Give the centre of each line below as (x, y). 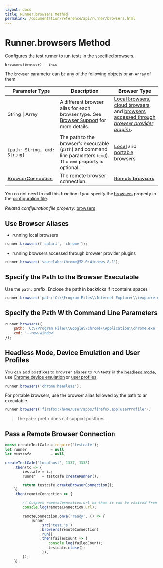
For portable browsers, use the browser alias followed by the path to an (76, 395)
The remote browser (83, 176)
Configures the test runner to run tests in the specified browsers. (70, 56)
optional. (70, 168)
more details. (75, 127)
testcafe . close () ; (67, 548)
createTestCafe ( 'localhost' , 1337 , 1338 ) (48, 463)
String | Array (23, 114)
